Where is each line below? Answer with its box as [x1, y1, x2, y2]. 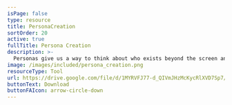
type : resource [7, 17, 51, 23]
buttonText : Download [7, 81, 70, 88]
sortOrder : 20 [7, 29, 48, 37]
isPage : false [7, 10, 48, 17]
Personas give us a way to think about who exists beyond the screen [13, 55, 217, 62]
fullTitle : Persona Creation [7, 42, 91, 49]
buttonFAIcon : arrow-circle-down [7, 87, 104, 94]
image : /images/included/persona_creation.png [7, 61, 144, 68]
